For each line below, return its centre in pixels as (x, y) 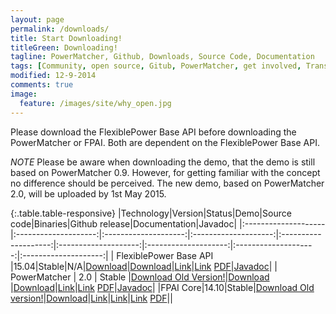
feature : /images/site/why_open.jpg (95, 103)
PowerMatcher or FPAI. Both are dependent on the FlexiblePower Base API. (165, 142)
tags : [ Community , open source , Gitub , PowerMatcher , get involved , (156, 66)
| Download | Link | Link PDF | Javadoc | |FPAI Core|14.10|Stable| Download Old (162, 287)
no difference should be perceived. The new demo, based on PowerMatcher (167, 183)
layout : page (37, 19)
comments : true (42, 85)
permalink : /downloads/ (60, 29)
